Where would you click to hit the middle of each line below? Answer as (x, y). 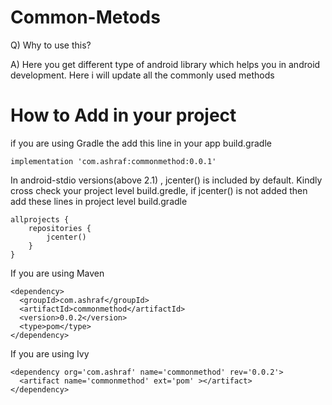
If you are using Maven (57, 273)
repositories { (60, 228)
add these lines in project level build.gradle (99, 201)
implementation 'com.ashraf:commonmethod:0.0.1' (113, 161)
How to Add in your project (123, 115)
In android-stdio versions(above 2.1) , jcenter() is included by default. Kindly (166, 180)
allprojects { (40, 219)
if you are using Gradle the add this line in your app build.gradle (141, 143)
